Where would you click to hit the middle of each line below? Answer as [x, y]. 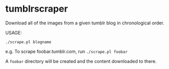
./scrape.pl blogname [28, 42]
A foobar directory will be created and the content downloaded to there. [81, 61]
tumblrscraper [37, 9]
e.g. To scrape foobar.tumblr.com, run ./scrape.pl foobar [67, 51]
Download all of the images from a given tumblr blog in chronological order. [85, 23]
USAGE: [14, 32]
